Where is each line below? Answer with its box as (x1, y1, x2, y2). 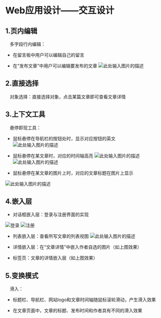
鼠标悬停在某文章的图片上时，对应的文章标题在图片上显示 (12, 169, 133, 176)
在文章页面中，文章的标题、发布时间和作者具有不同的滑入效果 (12, 307, 143, 314)
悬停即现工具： (10, 125, 41, 131)
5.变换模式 (5, 271, 39, 280)
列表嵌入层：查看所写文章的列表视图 (12, 233, 89, 239)
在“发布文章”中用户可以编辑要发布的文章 (12, 63, 98, 69)
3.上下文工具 (5, 110, 46, 119)
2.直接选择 (5, 79, 39, 88)
